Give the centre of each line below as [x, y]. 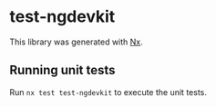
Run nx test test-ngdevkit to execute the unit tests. [108, 92]
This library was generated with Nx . [76, 42]
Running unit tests [62, 70]
